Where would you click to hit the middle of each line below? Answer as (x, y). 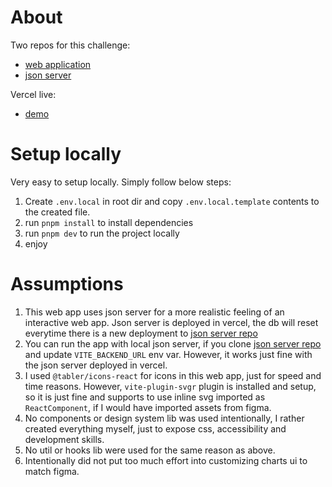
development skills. (64, 439)
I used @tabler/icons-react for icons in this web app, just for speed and (173, 375)
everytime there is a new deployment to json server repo (141, 333)
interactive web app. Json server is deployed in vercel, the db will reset (171, 322)
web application (58, 64)
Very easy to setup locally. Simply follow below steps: (121, 182)
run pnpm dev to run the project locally (102, 233)
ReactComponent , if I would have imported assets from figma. (148, 407)
